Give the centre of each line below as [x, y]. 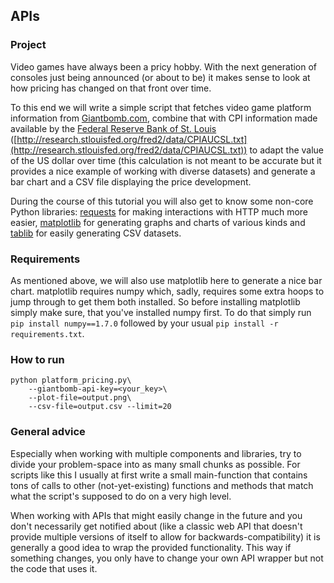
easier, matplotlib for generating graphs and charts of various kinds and [158, 222]
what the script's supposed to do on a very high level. [121, 496]
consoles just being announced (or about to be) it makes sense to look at [160, 77]
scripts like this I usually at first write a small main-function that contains [159, 475]
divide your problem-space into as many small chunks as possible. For [155, 464]
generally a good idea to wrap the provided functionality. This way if [151, 547]
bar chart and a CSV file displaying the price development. [131, 181]
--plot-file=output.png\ [80, 398]
